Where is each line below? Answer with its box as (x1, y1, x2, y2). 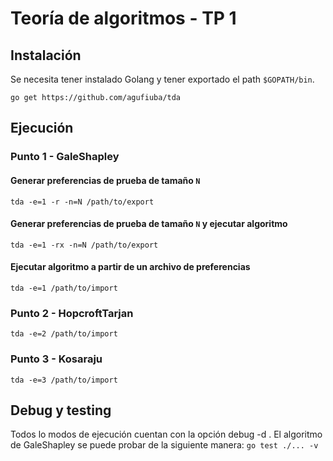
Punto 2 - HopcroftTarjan (10, 306, 134, 320)
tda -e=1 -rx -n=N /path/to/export (10, 240, 159, 250)
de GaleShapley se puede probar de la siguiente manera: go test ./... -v (10, 439, 319, 451)
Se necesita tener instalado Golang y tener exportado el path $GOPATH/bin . (10, 73, 315, 85)
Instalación (10, 47, 82, 64)
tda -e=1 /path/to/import (10, 283, 118, 293)
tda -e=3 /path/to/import (10, 375, 118, 385)
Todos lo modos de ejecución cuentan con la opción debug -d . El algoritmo (10, 428, 323, 441)
